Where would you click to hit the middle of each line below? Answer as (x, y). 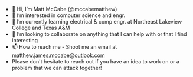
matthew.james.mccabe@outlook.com (58, 55)
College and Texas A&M (41, 28)
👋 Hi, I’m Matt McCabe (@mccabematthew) (64, 9)
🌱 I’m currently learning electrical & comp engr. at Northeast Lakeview (97, 21)
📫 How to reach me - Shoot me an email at (64, 47)
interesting (25, 40)
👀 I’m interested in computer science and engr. (68, 15)
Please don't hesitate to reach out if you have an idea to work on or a (96, 61)
